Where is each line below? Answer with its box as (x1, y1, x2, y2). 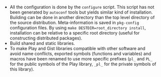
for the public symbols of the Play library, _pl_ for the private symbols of (9, 61, 157, 67)
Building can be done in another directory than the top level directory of (9, 15, 155, 20)
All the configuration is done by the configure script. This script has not (9, 4, 155, 10)
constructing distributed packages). (9, 35, 82, 41)
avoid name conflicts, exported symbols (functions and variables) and (9, 51, 151, 57)
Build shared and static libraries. (9, 40, 75, 46)
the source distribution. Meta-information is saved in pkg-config (9, 19, 139, 25)
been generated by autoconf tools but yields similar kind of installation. (9, 9, 153, 15)
